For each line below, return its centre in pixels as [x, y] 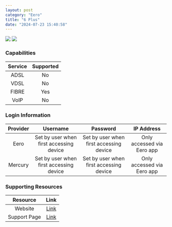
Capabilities [20, 53]
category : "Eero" [24, 15]
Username [56, 128]
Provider [19, 128]
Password [104, 128]
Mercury [19, 165]
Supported [45, 66]
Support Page [25, 217]
